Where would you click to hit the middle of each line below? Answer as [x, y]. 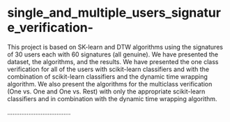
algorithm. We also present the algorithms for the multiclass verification [110, 84]
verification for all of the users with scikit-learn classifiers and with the [108, 69]
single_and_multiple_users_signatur [114, 13]
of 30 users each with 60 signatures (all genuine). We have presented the [113, 54]
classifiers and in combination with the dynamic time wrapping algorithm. [112, 98]
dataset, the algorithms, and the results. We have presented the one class [113, 61]
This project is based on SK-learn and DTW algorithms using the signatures [115, 47]
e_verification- [51, 28]
